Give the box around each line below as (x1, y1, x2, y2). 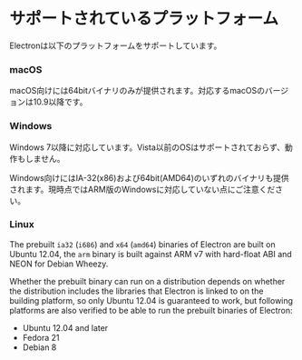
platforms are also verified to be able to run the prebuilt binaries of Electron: (9, 305, 293, 315)
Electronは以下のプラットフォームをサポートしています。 (9, 40, 222, 51)
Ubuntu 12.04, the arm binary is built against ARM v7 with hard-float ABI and (9, 248, 292, 259)
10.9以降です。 (33, 96, 88, 107)
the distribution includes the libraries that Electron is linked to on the (9, 285, 264, 296)
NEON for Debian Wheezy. (9, 258, 109, 269)
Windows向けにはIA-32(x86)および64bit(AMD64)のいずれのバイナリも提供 (9, 172, 289, 183)
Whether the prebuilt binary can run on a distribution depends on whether (9, 275, 286, 286)
